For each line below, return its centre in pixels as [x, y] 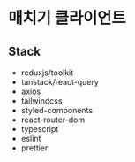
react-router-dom [53, 120]
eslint [31, 139]
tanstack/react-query [60, 82]
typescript [40, 129]
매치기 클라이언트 [67, 18]
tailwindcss [41, 101]
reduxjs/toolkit [47, 73]
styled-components [57, 110]
